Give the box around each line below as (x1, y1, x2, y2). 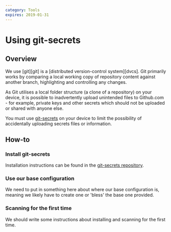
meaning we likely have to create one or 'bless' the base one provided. (5, 192, 154, 198)
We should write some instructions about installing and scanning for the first (5, 216, 166, 222)
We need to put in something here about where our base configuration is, (5, 187, 160, 193)
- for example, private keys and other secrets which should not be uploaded (5, 100, 165, 106)
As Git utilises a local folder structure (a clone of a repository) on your (5, 89, 152, 95)
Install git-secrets (5, 150, 50, 157)
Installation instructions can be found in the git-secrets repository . (5, 162, 144, 169)
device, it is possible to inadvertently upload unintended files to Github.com (5, 94, 164, 100)
